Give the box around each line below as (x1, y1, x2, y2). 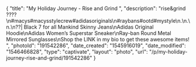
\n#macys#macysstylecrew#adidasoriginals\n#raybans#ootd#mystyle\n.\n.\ (6, 17, 190, 24)
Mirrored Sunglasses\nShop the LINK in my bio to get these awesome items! (6, 36, 190, 43)
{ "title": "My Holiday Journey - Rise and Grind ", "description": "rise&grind (6, 5, 186, 12)
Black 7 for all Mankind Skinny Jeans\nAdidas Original (23, 23, 154, 30)
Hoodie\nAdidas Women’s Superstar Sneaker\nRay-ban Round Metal (6, 30, 171, 37)
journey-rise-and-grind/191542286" (6, 55, 92, 61)
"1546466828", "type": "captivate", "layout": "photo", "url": (6, 48, 148, 55)
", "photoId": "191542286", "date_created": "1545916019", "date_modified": (6, 42, 186, 49)
